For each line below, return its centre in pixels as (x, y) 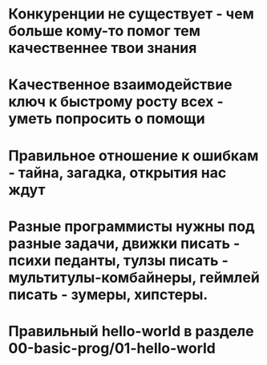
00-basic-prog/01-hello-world (112, 348)
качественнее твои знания (103, 48)
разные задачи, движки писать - (124, 243)
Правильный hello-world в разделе (131, 331)
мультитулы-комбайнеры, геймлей (134, 277)
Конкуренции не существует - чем (131, 14)
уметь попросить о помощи (107, 119)
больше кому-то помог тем (105, 31)
